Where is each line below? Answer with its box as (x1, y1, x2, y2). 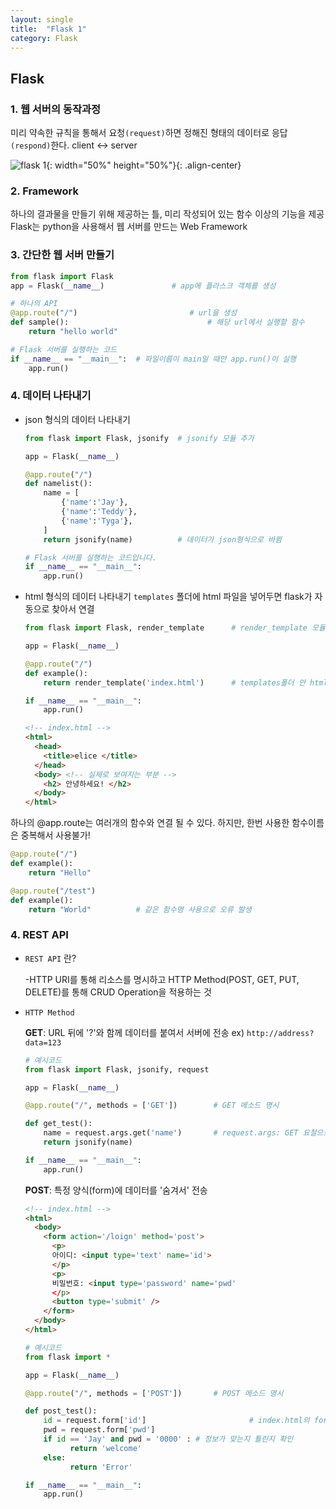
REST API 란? (24, 952, 77, 964)
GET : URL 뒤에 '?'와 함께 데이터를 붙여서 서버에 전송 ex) (24, 1026, 245, 1038)
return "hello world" (28, 327, 118, 337)
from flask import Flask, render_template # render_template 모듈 (24, 623, 326, 633)
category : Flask (10, 33, 78, 43)
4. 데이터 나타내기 (10, 389, 92, 403)
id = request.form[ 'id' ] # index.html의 (43, 1416, 310, 1426)
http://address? (246, 1028, 315, 1038)
